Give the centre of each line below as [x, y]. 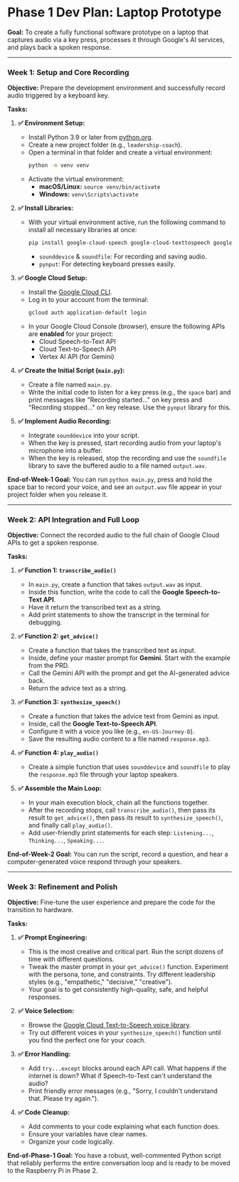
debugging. [45, 622]
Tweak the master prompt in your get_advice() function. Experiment [128, 967]
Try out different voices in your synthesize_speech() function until [124, 1032]
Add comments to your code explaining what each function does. [124, 1126]
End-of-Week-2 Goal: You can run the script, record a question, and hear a [118, 854]
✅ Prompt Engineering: [52, 938]
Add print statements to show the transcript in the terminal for [119, 615]
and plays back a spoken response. [59, 47]
